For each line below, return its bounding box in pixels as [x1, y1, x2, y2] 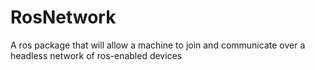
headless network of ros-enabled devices [10, 49, 183, 61]
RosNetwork [10, 6, 117, 29]
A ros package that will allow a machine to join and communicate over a [10, 39, 306, 51]
